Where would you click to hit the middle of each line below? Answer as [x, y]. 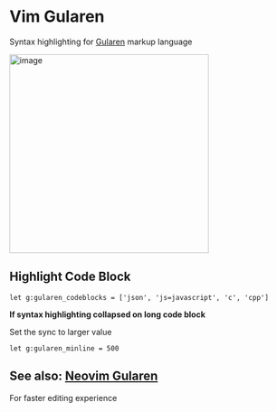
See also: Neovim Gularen [84, 376]
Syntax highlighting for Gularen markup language [101, 42]
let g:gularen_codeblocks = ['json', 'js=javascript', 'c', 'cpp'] [139, 297]
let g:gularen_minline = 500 [64, 348]
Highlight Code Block [70, 277]
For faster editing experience [63, 398]
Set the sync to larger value [61, 332]
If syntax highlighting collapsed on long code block [108, 314]
